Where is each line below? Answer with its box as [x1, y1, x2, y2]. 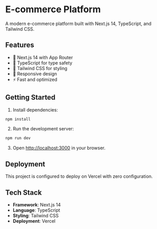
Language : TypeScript [12, 207, 60, 213]
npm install [5, 117, 31, 122]
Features [5, 41, 34, 50]
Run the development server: [12, 126, 74, 132]
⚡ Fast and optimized [12, 76, 58, 82]
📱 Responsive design [12, 71, 57, 77]
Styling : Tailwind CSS [12, 212, 59, 218]
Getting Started [5, 93, 56, 102]
